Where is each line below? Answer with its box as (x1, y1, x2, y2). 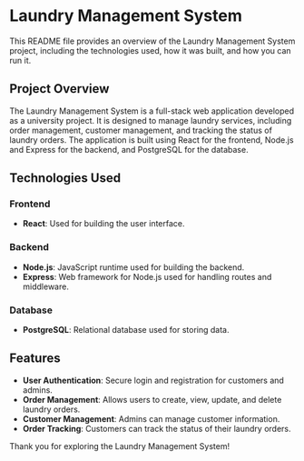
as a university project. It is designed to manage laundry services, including (9, 115, 292, 125)
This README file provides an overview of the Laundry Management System (9, 35, 296, 46)
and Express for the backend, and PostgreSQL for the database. (9, 144, 249, 155)
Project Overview (9, 81, 110, 96)
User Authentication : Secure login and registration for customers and (22, 375, 284, 386)
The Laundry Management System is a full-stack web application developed (9, 105, 295, 116)
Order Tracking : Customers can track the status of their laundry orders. (22, 423, 291, 434)
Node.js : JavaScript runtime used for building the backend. (22, 261, 245, 273)
